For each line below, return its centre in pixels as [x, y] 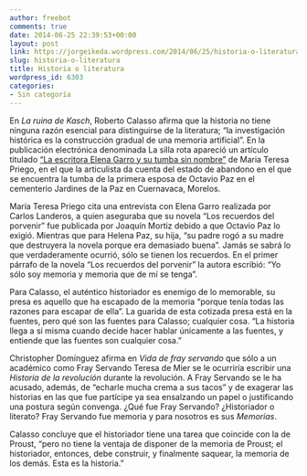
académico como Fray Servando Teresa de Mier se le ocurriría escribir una [150, 367]
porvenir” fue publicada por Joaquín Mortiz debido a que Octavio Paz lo [145, 226]
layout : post [34, 43]
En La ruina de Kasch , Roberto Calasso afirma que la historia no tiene [140, 121]
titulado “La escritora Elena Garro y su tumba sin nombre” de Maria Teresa [149, 159]
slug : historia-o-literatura [65, 60]
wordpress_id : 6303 [47, 78]
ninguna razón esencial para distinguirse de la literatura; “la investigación [147, 130]
